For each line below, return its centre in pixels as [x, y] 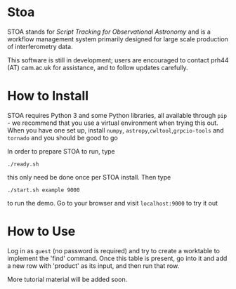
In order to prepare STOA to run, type [61, 151]
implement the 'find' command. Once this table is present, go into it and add [117, 258]
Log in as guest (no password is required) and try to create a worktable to [113, 250]
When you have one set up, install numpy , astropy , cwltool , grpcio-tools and [116, 130]
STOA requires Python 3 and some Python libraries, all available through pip [117, 115]
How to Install [48, 96]
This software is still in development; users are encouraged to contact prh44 [118, 60]
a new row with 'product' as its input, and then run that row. [93, 266]
